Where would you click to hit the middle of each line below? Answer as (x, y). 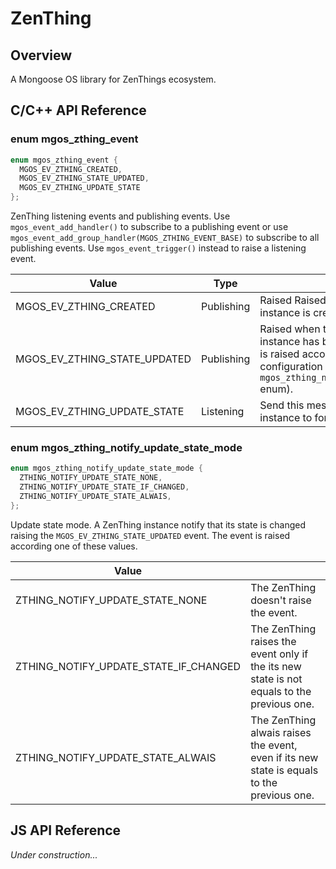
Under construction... (54, 854)
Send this (282, 405)
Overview (41, 55)
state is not (276, 679)
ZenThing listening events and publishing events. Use (120, 216)
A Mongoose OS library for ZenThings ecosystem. (113, 79)
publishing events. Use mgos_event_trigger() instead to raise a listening (158, 248)
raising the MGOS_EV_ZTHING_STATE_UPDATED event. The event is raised (150, 535)
